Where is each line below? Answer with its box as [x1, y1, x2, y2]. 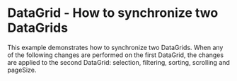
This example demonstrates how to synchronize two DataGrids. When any [7, 43, 224, 51]
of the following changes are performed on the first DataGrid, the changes [7, 51, 224, 59]
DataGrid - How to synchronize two [7, 5, 219, 21]
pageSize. [7, 66, 37, 74]
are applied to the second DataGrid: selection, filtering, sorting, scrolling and [7, 58, 230, 66]
